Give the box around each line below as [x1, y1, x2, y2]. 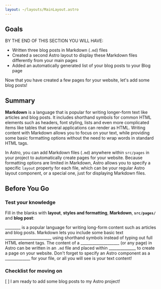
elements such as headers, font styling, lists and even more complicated [5, 120, 149, 126]
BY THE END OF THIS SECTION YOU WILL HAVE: [5, 38, 103, 44]
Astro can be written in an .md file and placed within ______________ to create [5, 245, 155, 251]
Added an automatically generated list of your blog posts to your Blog [12, 63, 151, 68]
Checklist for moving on [5, 267, 63, 274]
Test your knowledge [5, 199, 56, 206]
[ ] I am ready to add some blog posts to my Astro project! [5, 278, 120, 284]
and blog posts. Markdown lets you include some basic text [5, 229, 124, 235]
